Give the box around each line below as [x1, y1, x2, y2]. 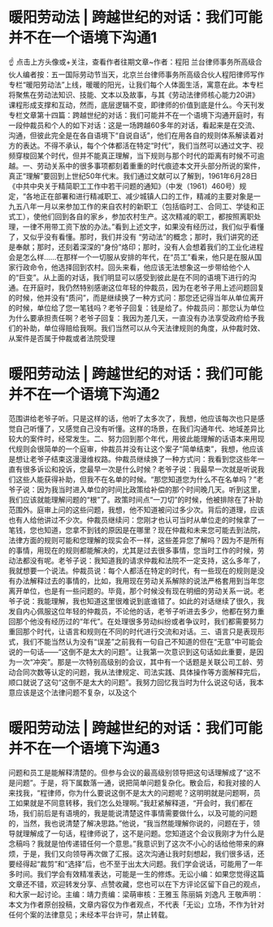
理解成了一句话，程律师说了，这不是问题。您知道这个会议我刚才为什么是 [22, 828, 265, 838]
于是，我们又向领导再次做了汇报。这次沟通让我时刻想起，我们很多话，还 [22, 848, 265, 858]
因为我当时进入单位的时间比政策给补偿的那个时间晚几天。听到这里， [36, 485, 265, 494]
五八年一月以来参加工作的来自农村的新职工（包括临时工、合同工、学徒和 [15, 201, 258, 211]
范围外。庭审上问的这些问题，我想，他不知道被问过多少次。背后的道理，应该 [8, 505, 265, 515]
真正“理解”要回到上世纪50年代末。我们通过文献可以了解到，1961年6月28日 [8, 170, 258, 180]
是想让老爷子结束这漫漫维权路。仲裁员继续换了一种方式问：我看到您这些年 [8, 454, 258, 463]
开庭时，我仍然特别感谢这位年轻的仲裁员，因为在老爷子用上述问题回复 [29, 282, 265, 292]
